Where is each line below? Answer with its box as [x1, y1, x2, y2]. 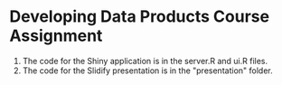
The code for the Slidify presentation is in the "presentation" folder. [22, 65, 273, 76]
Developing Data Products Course [9, 6, 269, 27]
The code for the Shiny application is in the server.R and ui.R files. [22, 55, 268, 66]
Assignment [9, 25, 103, 46]
